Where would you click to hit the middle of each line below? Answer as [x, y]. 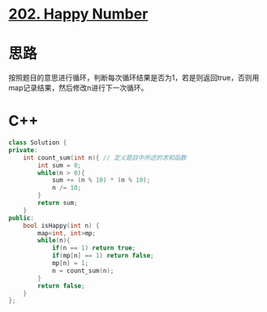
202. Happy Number [78, 14]
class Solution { [38, 143]
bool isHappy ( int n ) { [61, 225]
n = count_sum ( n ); [83, 271]
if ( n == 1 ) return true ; [94, 248]
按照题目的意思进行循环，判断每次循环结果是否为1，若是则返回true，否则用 [134, 78]
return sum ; [58, 203]
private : [23, 150]
